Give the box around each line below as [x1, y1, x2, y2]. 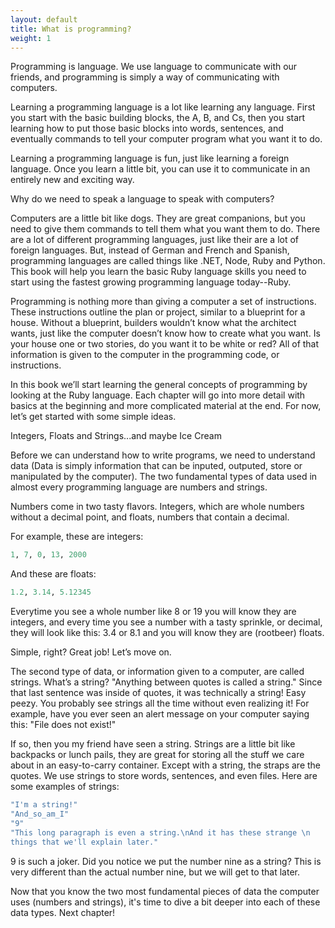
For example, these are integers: [10, 531, 144, 543]
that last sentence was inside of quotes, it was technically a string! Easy [10, 687, 307, 699]
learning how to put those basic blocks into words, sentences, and [10, 122, 284, 135]
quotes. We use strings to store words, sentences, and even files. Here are [10, 770, 318, 782]
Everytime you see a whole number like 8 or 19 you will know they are [10, 606, 297, 618]
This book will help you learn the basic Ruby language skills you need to [10, 266, 307, 278]
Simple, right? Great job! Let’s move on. [10, 646, 172, 658]
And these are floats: [10, 568, 97, 580]
